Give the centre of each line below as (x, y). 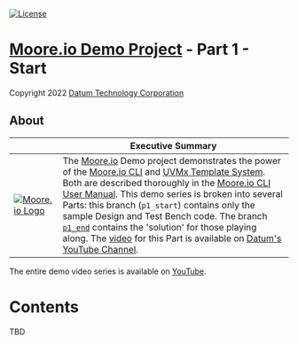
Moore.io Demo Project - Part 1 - (129, 50)
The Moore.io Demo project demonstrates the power (172, 160)
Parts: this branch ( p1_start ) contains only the (159, 205)
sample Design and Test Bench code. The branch (165, 215)
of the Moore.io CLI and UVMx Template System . (164, 171)
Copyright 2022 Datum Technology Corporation (97, 92)
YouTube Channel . (101, 249)
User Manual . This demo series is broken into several (173, 193)
